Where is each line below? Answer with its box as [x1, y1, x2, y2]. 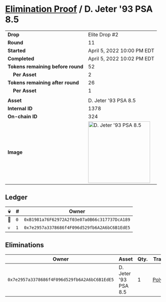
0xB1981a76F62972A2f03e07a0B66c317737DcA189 [24, 217, 130, 222]
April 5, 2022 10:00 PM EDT [88, 47, 155, 54]
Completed [7, 55, 35, 62]
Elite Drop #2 [88, 31, 119, 38]
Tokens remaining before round [7, 63, 83, 70]
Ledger [5, 193, 28, 201]
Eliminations [5, 241, 44, 249]
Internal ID [7, 105, 33, 112]
